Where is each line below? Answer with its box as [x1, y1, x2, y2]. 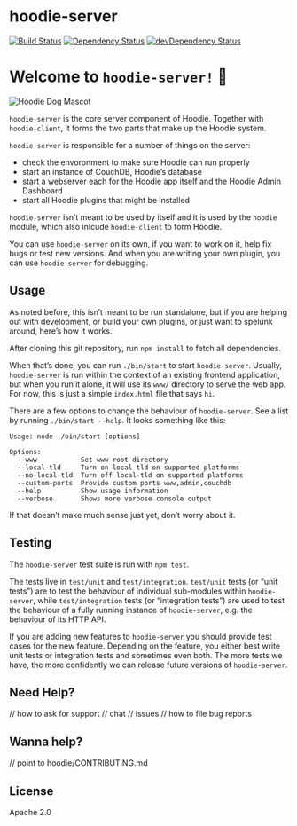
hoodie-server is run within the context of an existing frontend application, [9, 369, 281, 380]
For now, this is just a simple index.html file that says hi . [9, 388, 215, 398]
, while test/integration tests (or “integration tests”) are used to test [32, 594, 285, 605]
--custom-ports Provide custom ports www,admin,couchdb [17, 478, 232, 487]
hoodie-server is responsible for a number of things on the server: [9, 139, 251, 150]
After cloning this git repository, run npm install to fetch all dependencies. [9, 342, 282, 353]
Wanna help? [9, 734, 83, 749]
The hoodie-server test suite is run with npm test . [9, 559, 189, 570]
